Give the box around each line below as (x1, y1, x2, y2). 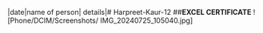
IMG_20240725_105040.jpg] (100, 16, 193, 25)
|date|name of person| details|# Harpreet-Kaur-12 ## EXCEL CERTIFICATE (7, 8, 252, 16)
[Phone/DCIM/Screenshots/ (7, 16, 99, 25)
